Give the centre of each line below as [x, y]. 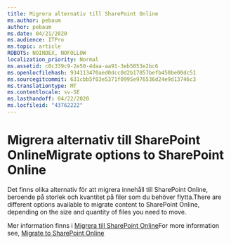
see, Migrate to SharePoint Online [56, 233]
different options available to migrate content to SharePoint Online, [104, 204]
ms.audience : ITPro [36, 40]
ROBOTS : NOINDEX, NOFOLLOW [47, 53]
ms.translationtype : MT [42, 86]
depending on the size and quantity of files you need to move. [97, 212]
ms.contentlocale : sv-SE [44, 92]
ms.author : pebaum [34, 20]
